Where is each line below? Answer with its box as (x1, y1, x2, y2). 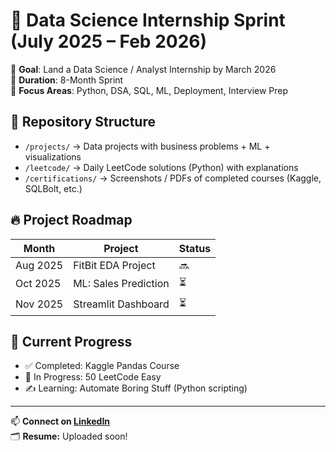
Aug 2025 (15, 258, 64, 272)
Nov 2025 (15, 297, 64, 311)
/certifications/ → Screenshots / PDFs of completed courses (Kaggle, (24, 172, 322, 184)
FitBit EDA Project (73, 258, 156, 272)
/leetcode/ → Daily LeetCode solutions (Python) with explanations (24, 161, 299, 173)
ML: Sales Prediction (73, 277, 170, 291)
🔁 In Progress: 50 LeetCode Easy (24, 371, 162, 383)
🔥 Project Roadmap (10, 212, 133, 229)
